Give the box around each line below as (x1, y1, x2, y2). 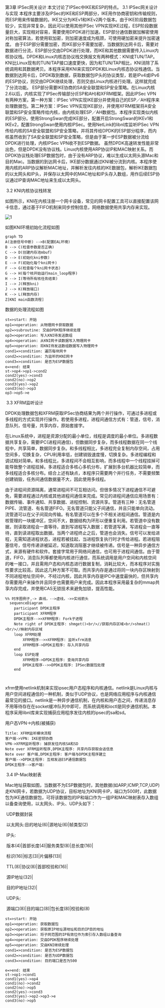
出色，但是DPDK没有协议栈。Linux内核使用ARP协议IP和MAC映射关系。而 (5, 146, 154, 152)
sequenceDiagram (9, 601, 43, 605)
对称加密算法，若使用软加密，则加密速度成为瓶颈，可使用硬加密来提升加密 (5, 35, 156, 41)
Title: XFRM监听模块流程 (5, 731, 52, 736)
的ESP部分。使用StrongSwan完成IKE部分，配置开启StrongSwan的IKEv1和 (5, 116, 153, 121)
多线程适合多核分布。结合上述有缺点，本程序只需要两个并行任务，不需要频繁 (5, 470, 160, 476)
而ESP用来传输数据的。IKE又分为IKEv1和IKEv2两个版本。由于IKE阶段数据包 (5, 17, 157, 22)
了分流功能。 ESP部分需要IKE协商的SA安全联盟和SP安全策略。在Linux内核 (5, 84, 155, 90)
